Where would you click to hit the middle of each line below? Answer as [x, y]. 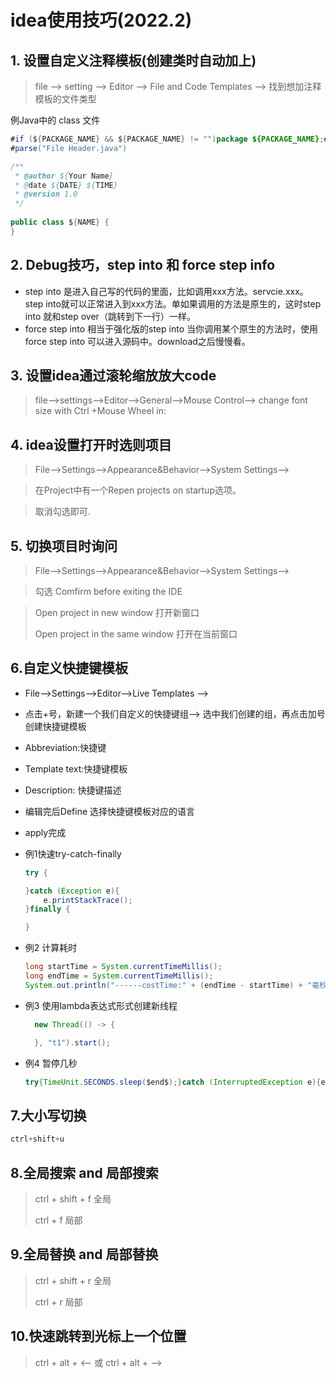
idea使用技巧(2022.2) [101, 20]
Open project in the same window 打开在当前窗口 [136, 634]
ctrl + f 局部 [58, 1220]
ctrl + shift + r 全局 [73, 1280]
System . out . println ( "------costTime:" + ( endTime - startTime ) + [163, 985]
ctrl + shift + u [37, 1139]
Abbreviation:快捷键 [65, 747]
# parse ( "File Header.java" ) [69, 148]
